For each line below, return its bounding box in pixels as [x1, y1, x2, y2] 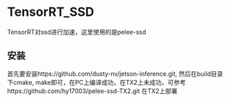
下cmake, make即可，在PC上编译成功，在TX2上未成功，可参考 [7, 78, 186, 86]
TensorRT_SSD [7, 4, 95, 20]
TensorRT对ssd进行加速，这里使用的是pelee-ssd [7, 28, 146, 36]
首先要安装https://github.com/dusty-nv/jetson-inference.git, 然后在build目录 [7, 70, 223, 78]
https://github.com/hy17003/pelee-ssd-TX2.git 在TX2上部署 [7, 87, 178, 95]
